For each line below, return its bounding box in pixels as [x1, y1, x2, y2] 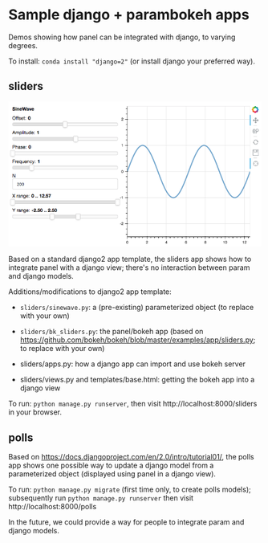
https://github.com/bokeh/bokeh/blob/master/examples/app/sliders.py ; [19, 335, 256, 345]
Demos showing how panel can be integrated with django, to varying [8, 32, 236, 42]
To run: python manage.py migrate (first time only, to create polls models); [8, 484, 251, 495]
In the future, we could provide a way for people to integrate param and [8, 517, 245, 527]
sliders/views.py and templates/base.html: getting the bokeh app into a [19, 375, 255, 385]
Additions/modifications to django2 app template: [8, 287, 173, 296]
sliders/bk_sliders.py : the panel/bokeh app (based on [19, 327, 204, 337]
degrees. [8, 40, 39, 50]
